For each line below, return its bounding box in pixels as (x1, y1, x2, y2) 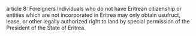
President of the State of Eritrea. (6, 24, 86, 31)
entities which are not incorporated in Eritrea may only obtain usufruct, (6, 11, 181, 19)
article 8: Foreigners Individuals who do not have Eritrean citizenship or (6, 5, 182, 12)
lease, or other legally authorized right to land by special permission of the (6, 18, 190, 25)
